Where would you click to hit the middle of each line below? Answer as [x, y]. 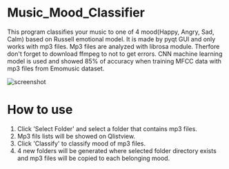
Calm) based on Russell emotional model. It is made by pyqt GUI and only [111, 39]
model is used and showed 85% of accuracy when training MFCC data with [114, 61]
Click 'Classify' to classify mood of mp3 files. [81, 143]
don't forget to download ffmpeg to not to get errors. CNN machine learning [115, 54]
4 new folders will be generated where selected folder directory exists [117, 150]
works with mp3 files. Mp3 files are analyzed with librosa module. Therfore [113, 46]
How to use [40, 110]
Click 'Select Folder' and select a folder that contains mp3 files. [107, 128]
